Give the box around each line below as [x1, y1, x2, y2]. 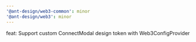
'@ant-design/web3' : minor [6, 14, 72, 20]
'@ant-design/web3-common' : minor [6, 8, 91, 14]
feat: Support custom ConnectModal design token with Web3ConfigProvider [6, 29, 190, 36]
